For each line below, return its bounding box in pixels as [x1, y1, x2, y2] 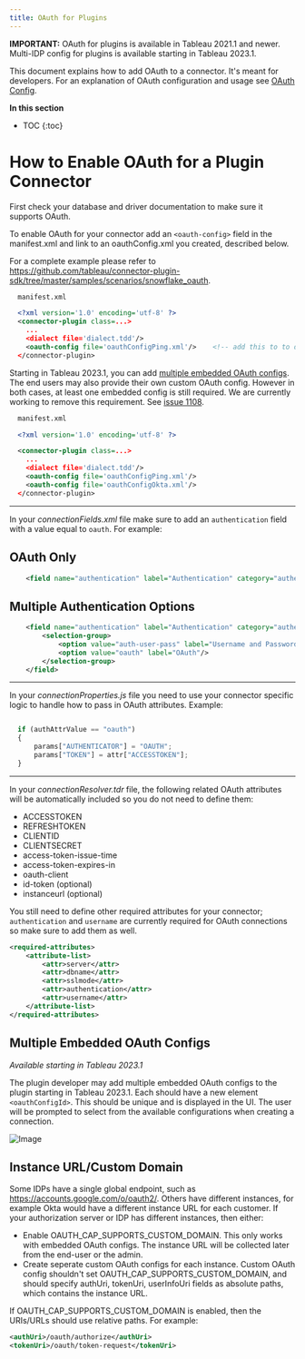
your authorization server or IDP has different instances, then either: [9, 1213, 264, 1224]
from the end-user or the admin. [22, 1249, 143, 1260]
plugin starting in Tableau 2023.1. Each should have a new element [9, 1087, 259, 1098]
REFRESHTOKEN [22, 821, 86, 832]
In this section [9, 102, 64, 113]
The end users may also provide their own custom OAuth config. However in [9, 377, 295, 388]
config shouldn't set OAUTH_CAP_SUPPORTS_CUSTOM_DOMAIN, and [22, 1268, 288, 1280]
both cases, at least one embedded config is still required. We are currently [9, 387, 291, 398]
